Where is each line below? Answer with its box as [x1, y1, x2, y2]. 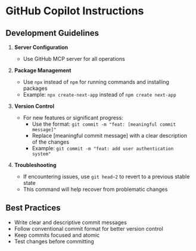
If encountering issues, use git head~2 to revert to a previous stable [23, 173, 190, 180]
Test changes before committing [14, 237, 95, 245]
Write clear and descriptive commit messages [14, 219, 127, 226]
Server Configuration [14, 44, 69, 51]
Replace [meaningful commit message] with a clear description [32, 132, 187, 139]
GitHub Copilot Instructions [5, 4, 144, 18]
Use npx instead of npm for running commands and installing [23, 79, 169, 85]
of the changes [32, 138, 70, 145]
